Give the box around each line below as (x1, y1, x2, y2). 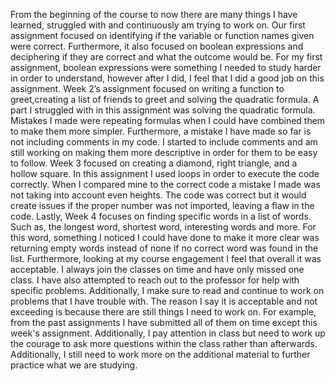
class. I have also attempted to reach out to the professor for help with (10, 274, 300, 286)
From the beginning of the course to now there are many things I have (10, 9, 298, 20)
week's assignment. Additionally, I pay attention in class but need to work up (10, 327, 326, 339)
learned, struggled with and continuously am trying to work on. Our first (10, 19, 306, 31)
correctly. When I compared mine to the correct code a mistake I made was (10, 179, 321, 190)
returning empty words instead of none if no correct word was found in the (10, 242, 319, 254)
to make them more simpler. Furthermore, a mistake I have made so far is (10, 125, 312, 137)
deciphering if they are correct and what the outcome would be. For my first (10, 51, 323, 63)
